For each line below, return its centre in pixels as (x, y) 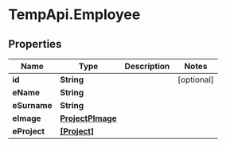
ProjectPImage (88, 118)
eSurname (32, 105)
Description (147, 66)
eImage (27, 118)
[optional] (196, 79)
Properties (35, 44)
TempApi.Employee (74, 15)
